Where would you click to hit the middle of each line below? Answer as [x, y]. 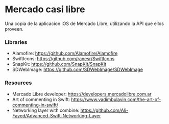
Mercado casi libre [45, 9]
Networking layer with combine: [46, 110]
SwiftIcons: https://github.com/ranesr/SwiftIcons [63, 59]
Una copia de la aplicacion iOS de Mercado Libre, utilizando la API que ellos [84, 23]
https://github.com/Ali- [104, 110]
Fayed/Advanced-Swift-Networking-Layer [56, 115]
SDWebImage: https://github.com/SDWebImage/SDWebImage [78, 69]
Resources [18, 83]
